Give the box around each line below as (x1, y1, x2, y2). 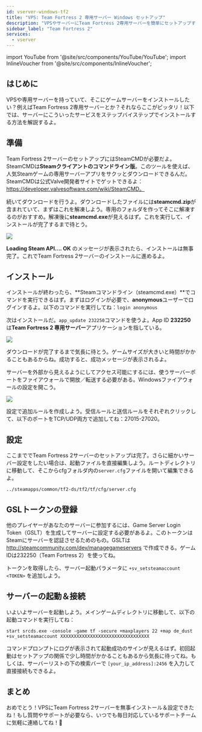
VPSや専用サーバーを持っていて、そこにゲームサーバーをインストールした (6, 96, 190, 103)
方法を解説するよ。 (11, 118, 59, 125)
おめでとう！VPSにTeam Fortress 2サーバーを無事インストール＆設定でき (6, 704, 189, 711)
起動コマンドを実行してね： (6, 616, 75, 623)
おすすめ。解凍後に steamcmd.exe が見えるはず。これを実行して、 (22, 213, 186, 220)
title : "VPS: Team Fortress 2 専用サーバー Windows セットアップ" (6, 14, 166, 21)
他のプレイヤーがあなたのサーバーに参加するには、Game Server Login (6, 522, 181, 529)
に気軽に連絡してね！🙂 (6, 719, 63, 726)
